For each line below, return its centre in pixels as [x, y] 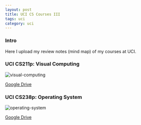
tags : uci [15, 19]
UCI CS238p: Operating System [44, 97]
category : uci [20, 23]
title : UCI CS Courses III [33, 14]
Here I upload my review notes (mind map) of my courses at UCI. [71, 51]
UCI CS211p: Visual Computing [42, 64]
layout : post [18, 10]
